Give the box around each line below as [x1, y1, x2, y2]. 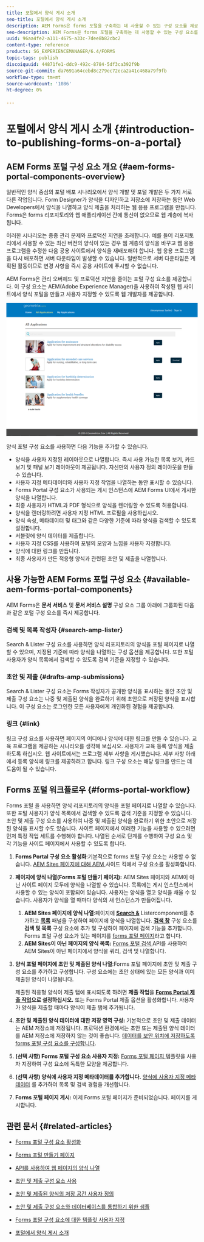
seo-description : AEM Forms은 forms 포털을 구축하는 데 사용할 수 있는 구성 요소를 [6, 29, 199, 35]
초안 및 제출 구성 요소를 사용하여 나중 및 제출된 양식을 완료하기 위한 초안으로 [6, 817, 186, 824]
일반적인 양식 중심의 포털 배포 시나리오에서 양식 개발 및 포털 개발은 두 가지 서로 [6, 188, 192, 195]
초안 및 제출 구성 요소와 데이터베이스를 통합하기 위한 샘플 [15, 1203, 150, 1210]
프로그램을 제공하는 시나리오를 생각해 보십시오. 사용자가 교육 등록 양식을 [12, 742, 183, 749]
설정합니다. [15, 524, 42, 532]
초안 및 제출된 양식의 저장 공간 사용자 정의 [15, 1190, 114, 1197]
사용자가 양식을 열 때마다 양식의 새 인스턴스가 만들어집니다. [33, 896, 172, 904]
